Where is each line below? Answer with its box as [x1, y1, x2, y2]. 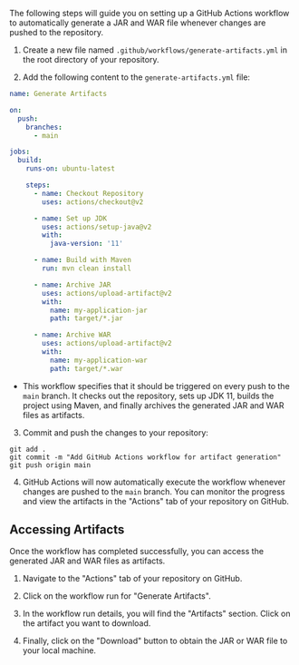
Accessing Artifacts [9, 522, 125, 538]
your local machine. [22, 645, 97, 656]
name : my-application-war [49, 356, 148, 365]
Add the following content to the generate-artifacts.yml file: [22, 72, 251, 83]
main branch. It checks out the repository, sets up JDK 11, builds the [22, 390, 275, 401]
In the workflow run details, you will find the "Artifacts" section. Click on [22, 608, 291, 620]
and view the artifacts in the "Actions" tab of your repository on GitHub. [22, 495, 290, 506]
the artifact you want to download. [22, 618, 151, 629]
